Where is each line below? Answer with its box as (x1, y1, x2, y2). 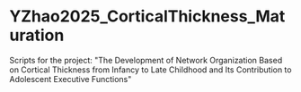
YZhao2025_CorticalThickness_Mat (9, 6, 286, 27)
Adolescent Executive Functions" (9, 73, 132, 84)
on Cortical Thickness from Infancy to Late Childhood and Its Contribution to (9, 64, 292, 75)
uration (9, 25, 65, 46)
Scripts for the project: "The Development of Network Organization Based (9, 54, 283, 65)
